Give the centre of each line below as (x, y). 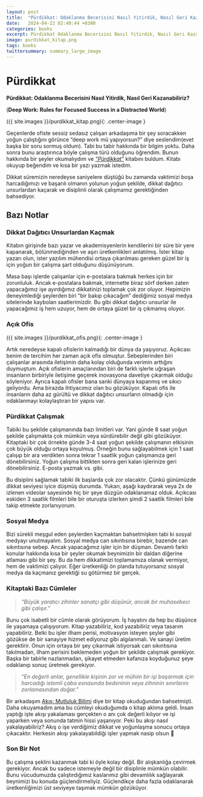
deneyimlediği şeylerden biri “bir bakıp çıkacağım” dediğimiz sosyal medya (99, 296)
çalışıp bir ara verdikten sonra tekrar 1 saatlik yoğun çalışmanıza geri (91, 455)
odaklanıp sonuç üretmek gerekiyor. (51, 665)
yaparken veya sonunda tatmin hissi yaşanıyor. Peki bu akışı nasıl (87, 720)
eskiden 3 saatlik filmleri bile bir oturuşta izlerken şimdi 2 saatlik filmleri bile (100, 499)
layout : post (23, 12)
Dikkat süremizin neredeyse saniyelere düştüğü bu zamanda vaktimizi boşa (100, 177)
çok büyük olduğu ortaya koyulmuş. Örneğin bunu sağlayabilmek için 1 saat (100, 449)
